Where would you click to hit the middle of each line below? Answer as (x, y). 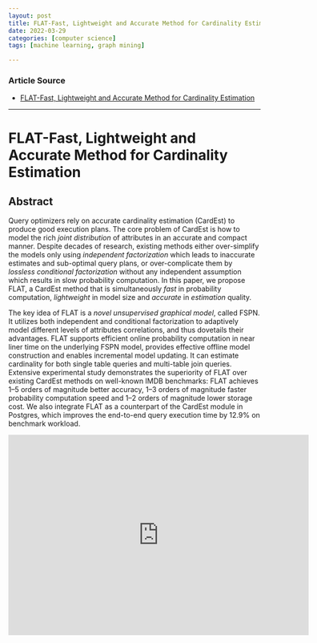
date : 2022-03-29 (37, 30)
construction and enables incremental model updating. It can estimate (124, 356)
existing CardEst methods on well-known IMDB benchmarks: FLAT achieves (133, 381)
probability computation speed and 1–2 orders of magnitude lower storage (130, 398)
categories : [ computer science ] (62, 38)
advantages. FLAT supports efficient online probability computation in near (132, 338)
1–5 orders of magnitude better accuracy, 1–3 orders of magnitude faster (128, 390)
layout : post (30, 16)
